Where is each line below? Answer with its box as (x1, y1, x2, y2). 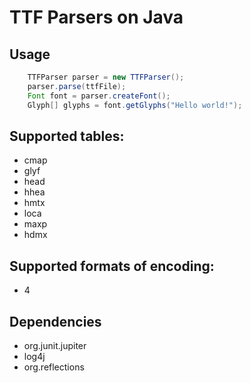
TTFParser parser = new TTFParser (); (27, 72, 185, 82)
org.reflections (23, 361, 85, 373)
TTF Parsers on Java (9, 6, 184, 29)
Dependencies (9, 313, 102, 330)
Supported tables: (9, 127, 125, 145)
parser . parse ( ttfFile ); (27, 81, 127, 91)
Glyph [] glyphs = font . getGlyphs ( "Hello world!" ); (27, 100, 243, 110)
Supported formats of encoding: (9, 257, 215, 275)
